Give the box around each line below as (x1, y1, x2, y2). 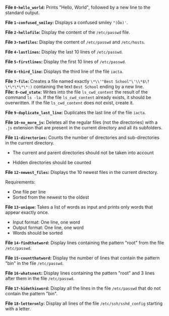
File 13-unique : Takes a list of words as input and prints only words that (5, 204, 153, 210)
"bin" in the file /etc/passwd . (5, 260, 64, 266)
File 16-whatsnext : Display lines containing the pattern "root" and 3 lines (5, 270, 155, 276)
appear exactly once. (5, 209, 49, 215)
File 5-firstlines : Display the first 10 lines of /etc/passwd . (5, 59, 126, 65)
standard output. (5, 10, 40, 16)
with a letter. (5, 306, 31, 311)
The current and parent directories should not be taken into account (12, 150, 154, 156)
